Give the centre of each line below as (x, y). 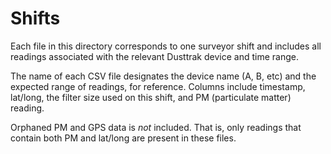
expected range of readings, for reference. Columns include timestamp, (158, 86)
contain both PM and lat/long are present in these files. (123, 138)
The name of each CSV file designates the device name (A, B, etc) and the (163, 76)
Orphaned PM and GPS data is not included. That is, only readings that (156, 127)
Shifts (35, 18)
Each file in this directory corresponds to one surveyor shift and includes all (166, 46)
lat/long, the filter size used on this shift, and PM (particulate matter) (151, 97)
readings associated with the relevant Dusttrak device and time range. (154, 56)
